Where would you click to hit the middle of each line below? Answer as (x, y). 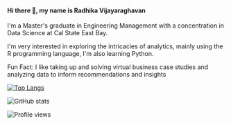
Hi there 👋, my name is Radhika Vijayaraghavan (76, 10)
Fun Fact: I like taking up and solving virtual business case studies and (108, 67)
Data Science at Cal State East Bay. (58, 33)
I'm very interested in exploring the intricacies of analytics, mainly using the (115, 46)
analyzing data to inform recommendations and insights (87, 75)
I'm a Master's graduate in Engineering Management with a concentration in (115, 26)
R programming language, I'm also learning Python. (80, 54)
